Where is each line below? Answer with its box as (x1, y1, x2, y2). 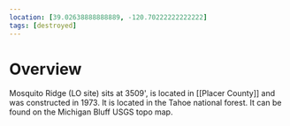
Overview (9, 59, 82, 79)
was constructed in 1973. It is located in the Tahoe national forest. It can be (9, 98, 282, 108)
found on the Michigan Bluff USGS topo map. (9, 107, 173, 117)
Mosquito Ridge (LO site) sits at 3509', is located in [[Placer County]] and (9, 88, 276, 99)
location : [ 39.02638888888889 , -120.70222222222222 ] (9, 12, 208, 22)
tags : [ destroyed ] (9, 21, 77, 30)
